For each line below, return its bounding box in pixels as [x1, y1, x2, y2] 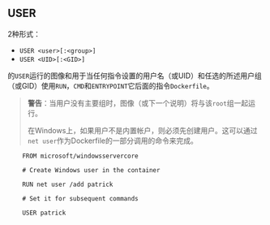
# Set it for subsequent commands [22, 194, 139, 202]
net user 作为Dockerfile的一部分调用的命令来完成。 [27, 136, 198, 145]
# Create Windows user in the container [22, 166, 161, 174]
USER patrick [22, 209, 66, 217]
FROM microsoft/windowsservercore [22, 152, 139, 160]
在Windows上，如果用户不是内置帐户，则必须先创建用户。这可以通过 [27, 125, 258, 135]
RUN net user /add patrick [22, 180, 114, 188]
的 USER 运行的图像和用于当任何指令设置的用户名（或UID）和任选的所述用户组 [7, 71, 262, 80]
